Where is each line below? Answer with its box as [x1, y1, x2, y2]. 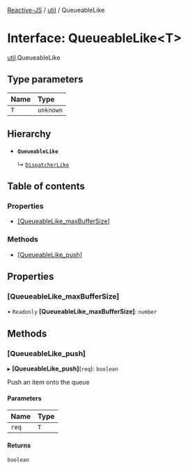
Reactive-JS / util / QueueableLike [7, 6, 105, 14]
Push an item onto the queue [7, 378, 90, 386]
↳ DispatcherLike [17, 160, 70, 168]
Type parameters [7, 73, 84, 86]
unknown [37, 106, 63, 114]
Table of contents [7, 180, 85, 192]
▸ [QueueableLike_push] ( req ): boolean [7, 364, 118, 373]
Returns [7, 441, 31, 449]
